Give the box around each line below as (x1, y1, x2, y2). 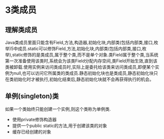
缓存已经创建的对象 (12, 129, 52, 135)
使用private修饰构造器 (12, 116, 57, 122)
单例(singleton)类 (5, 92, 59, 101)
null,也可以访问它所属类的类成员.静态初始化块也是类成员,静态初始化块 (13, 70, 154, 76)
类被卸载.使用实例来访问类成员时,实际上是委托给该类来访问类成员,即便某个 (5, 64, 156, 70)
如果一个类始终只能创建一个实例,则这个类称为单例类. (5, 106, 111, 112)
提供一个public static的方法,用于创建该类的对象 (12, 122, 107, 128)
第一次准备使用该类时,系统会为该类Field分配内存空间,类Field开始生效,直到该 (5, 58, 158, 64)
